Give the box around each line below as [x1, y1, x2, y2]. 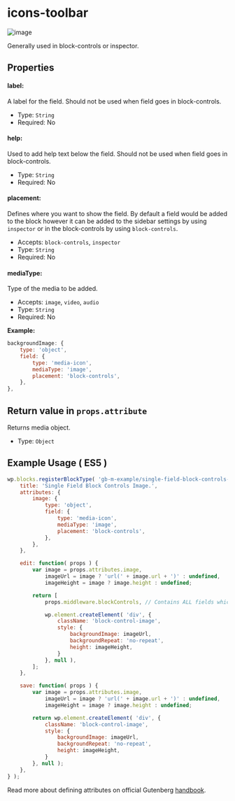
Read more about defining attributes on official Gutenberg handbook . [7, 786, 206, 794]
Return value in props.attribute [7, 404, 148, 417]
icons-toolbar [7, 5, 89, 21]
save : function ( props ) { [20, 682, 99, 690]
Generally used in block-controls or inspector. [7, 41, 139, 50]
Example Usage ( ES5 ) [7, 457, 108, 469]
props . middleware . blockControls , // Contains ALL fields [44, 598, 215, 606]
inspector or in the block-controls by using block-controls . [7, 224, 178, 232]
